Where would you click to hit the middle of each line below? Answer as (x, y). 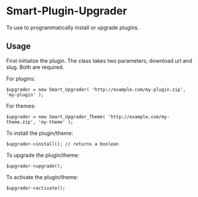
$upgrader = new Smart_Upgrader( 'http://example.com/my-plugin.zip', (96, 90)
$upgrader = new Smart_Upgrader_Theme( (56, 117)
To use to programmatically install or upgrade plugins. (73, 27)
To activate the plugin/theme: (42, 177)
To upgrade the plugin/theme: (43, 155)
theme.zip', (21, 122)
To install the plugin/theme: (40, 133)
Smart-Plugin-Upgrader (67, 11)
